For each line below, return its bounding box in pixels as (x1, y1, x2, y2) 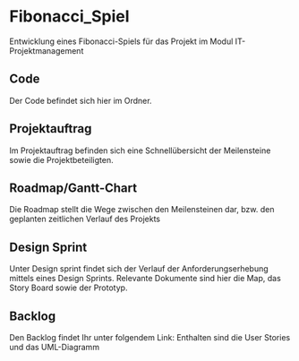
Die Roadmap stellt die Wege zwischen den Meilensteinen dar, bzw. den (9, 204, 275, 215)
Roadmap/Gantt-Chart (9, 180, 137, 195)
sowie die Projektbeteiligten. (9, 154, 114, 165)
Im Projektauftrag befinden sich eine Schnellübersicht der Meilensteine (9, 145, 271, 156)
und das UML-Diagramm (9, 342, 100, 352)
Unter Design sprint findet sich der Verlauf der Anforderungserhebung (9, 263, 269, 274)
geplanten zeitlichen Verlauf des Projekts (9, 213, 161, 225)
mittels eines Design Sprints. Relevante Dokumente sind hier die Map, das (9, 273, 282, 284)
